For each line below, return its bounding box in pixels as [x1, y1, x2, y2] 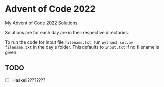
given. [5, 49, 18, 55]
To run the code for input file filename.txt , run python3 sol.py [5, 39, 133, 45]
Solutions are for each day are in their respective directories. [5, 29, 129, 35]
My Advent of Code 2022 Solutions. [5, 20, 79, 26]
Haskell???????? [12, 77, 46, 83]
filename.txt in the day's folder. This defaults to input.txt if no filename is [5, 44, 159, 50]
